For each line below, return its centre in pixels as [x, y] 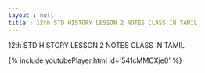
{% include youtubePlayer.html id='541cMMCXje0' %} [95, 60]
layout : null [31, 15]
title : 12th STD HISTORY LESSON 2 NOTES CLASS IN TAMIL [103, 23]
